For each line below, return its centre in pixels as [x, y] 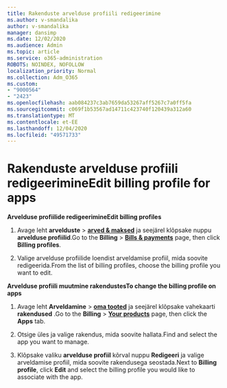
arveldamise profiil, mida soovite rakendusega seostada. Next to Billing [117, 363]
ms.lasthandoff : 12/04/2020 [47, 128]
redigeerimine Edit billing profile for [109, 183]
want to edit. [35, 273]
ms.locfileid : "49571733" [44, 135]
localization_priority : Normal [52, 71]
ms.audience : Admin [35, 45]
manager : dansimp [32, 33]
